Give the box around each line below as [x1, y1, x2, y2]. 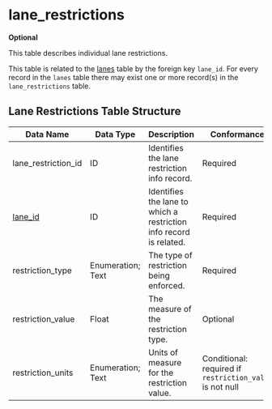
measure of [148, 303, 192, 314]
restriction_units [12, 367, 74, 378]
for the [148, 367, 174, 378]
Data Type [95, 128, 136, 139]
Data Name [25, 128, 70, 139]
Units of [148, 347, 179, 358]
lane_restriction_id [12, 157, 83, 168]
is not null [202, 381, 239, 392]
